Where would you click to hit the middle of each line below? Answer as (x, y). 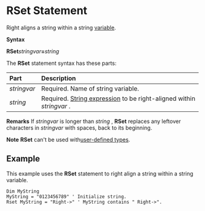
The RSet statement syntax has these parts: (62, 63)
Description (59, 78)
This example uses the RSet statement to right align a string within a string (100, 173)
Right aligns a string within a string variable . (61, 28)
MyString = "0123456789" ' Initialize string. (67, 196)
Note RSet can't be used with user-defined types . (68, 139)
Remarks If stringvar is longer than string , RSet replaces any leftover (94, 121)
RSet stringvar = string (33, 51)
